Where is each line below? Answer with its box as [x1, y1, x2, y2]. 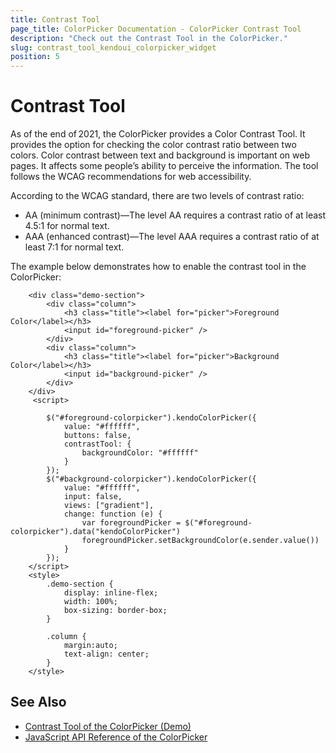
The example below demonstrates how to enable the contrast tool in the [10, 261, 307, 273]
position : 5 [10, 52, 60, 62]
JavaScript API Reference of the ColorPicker [24, 731, 208, 743]
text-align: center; [63, 649, 150, 660]
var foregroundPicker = [81, 518, 182, 528]
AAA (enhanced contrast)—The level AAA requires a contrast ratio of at [24, 231, 320, 243]
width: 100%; [63, 597, 118, 607]
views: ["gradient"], [63, 501, 155, 511]
